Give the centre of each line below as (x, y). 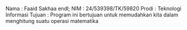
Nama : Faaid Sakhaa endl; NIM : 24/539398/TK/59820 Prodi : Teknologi (93, 9)
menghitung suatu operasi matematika (52, 21)
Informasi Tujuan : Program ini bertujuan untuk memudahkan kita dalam (92, 15)
